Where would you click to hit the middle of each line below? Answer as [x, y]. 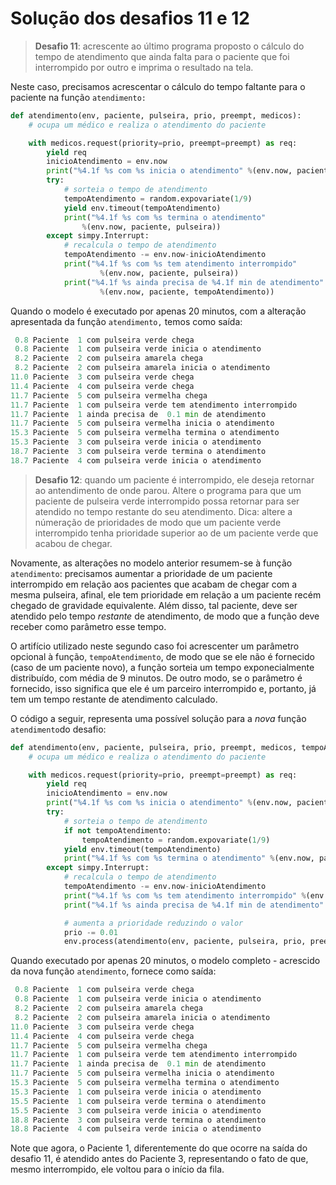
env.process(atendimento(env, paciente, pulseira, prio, [185, 942]
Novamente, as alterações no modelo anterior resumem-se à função [151, 563]
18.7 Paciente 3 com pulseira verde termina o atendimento [138, 452]
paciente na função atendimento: [78, 97]
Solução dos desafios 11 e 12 [130, 18]
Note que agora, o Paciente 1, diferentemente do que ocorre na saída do [159, 1148]
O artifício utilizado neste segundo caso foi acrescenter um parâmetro [155, 646]
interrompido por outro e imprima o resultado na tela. [144, 67]
